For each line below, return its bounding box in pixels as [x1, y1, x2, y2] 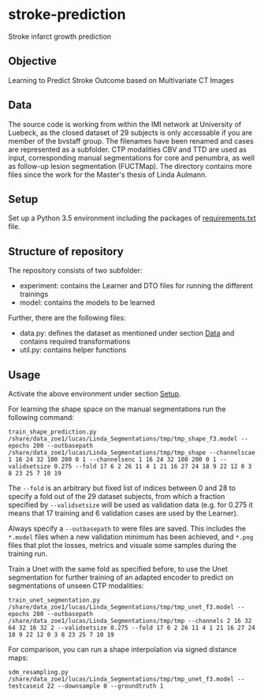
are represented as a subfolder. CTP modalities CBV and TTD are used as [8, 144, 247, 154]
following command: [8, 413, 75, 422]
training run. [8, 549, 48, 558]
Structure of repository [8, 245, 124, 258]
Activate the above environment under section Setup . [8, 389, 181, 398]
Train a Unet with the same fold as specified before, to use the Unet [8, 565, 229, 573]
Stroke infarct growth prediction [8, 32, 112, 41]
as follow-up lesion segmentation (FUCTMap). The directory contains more [8, 161, 252, 171]
